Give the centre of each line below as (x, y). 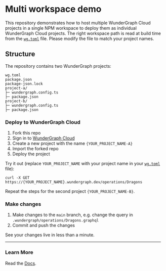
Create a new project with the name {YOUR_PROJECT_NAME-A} (72, 143)
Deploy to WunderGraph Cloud (43, 122)
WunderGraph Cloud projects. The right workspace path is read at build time (83, 33)
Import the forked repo (35, 149)
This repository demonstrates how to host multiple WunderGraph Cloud (78, 23)
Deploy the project (31, 154)
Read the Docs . (21, 263)
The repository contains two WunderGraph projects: (58, 66)
